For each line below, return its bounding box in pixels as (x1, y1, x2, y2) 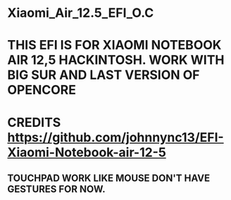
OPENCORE (7, 82, 76, 98)
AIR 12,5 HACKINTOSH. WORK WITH (7, 52, 225, 68)
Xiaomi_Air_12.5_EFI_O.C (7, 5, 154, 21)
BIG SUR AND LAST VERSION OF (7, 67, 200, 83)
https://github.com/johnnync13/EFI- (7, 129, 224, 145)
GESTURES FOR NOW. (7, 183, 106, 195)
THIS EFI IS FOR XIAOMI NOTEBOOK (7, 37, 222, 54)
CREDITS (7, 114, 61, 130)
